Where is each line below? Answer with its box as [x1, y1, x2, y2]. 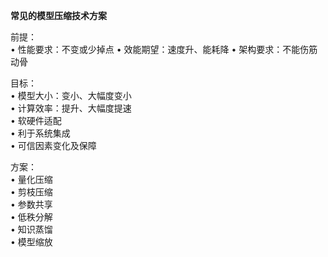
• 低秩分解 [10, 211, 53, 223]
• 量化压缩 [10, 174, 53, 185]
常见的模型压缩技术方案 [10, 10, 107, 21]
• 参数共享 [10, 199, 53, 210]
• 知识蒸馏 [10, 224, 53, 235]
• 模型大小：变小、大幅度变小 [10, 90, 132, 101]
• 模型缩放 [10, 236, 53, 248]
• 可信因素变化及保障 [10, 140, 97, 151]
